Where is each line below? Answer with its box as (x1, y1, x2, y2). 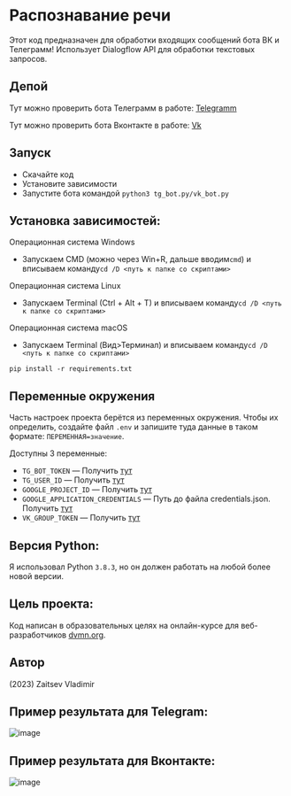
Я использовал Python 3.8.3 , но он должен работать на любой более (9, 561, 272, 572)
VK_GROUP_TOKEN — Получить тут (21, 513, 141, 523)
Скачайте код (21, 169, 74, 180)
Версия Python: (9, 537, 100, 553)
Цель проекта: (9, 597, 95, 612)
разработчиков (9, 630, 67, 640)
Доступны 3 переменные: (9, 448, 108, 459)
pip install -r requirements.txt (9, 365, 133, 374)
